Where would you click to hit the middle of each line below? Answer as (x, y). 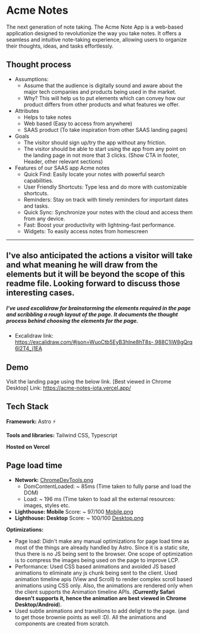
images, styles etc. (47, 505)
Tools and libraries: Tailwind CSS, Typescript (62, 435)
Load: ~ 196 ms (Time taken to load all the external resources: (99, 499)
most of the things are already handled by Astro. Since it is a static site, (102, 547)
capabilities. (38, 180)
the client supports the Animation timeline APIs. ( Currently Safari (95, 592)
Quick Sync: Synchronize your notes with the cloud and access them (108, 212)
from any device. (44, 218)
